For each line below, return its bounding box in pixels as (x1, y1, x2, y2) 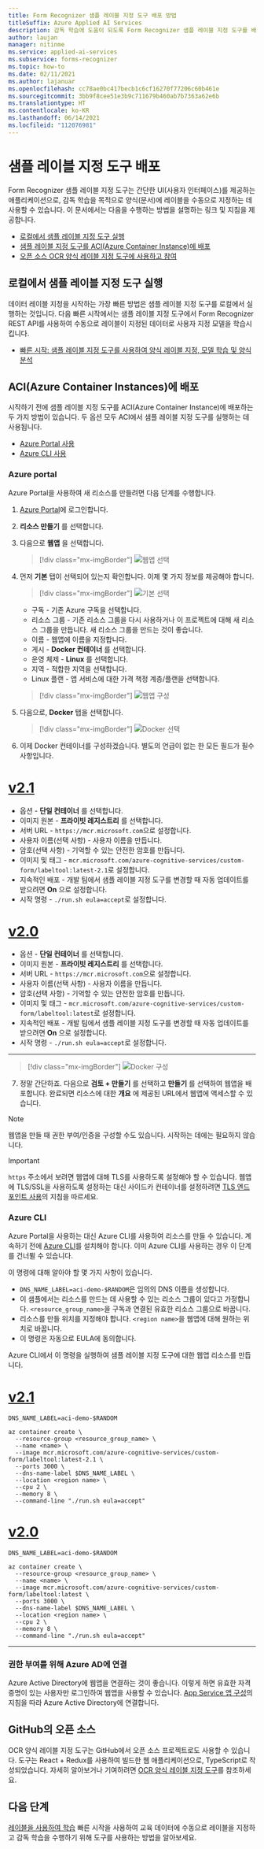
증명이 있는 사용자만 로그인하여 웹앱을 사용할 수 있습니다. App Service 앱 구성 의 (8, 1688, 253, 1697)
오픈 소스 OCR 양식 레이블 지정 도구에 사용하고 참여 (19, 251, 177, 261)
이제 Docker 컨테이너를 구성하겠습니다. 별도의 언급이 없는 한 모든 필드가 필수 (19, 741, 255, 750)
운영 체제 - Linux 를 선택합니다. (31, 654, 128, 664)
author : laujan (8, 33, 58, 42)
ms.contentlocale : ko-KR (8, 107, 90, 115)
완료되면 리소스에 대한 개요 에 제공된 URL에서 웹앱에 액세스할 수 (49, 1088, 245, 1099)
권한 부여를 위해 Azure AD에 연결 (8, 1658, 127, 1669)
